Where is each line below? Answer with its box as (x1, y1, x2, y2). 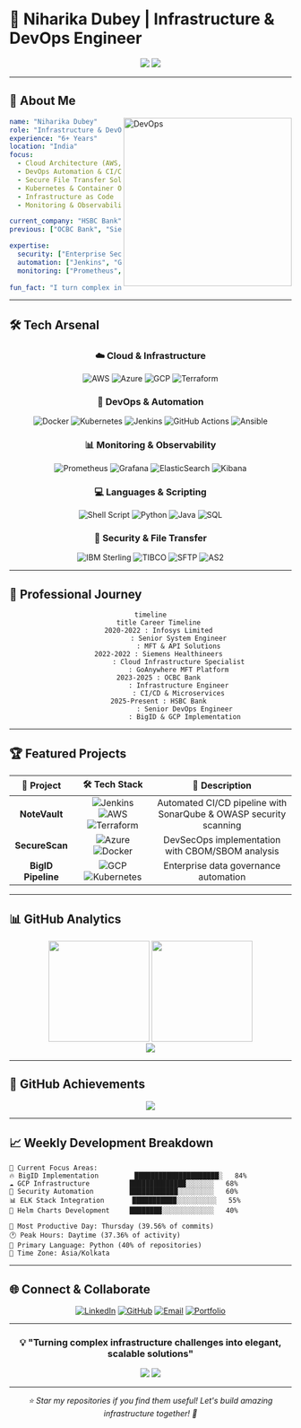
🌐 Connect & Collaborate (9, 1282, 150, 1297)
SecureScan (14, 839, 69, 852)
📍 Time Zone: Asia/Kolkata (9, 1248, 110, 1258)
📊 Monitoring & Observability (84, 439, 217, 451)
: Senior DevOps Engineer (135, 705, 233, 714)
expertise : (9, 241, 50, 250)
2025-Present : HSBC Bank (110, 696, 208, 706)
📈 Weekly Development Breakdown (9, 1135, 214, 1151)
